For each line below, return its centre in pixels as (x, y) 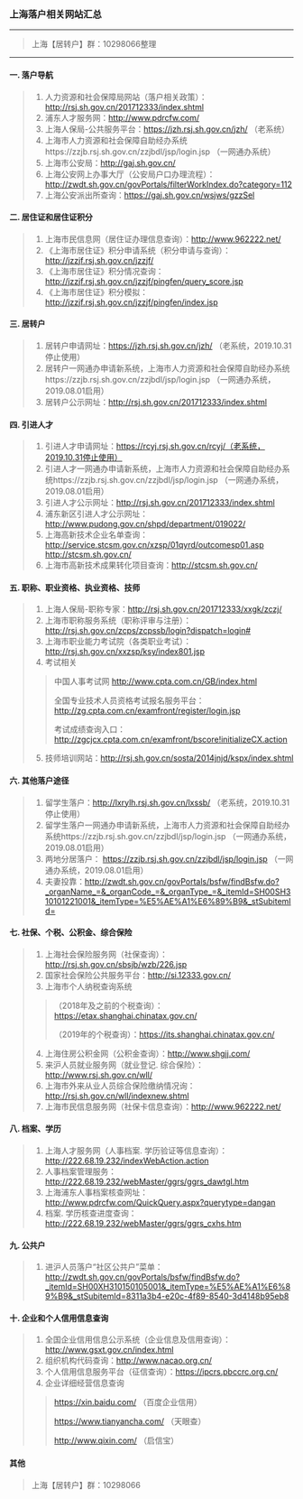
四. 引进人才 (32, 424)
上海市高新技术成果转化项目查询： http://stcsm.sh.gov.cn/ (151, 565)
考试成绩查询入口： (90, 729)
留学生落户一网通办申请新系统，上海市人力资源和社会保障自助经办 (167, 825)
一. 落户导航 (32, 75)
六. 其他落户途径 (39, 780)
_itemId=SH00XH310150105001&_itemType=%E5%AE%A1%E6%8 (168, 1287)
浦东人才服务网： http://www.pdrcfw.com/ (122, 117)
